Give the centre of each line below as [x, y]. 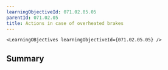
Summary [25, 58]
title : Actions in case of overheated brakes [65, 23]
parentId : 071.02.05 [33, 18]
